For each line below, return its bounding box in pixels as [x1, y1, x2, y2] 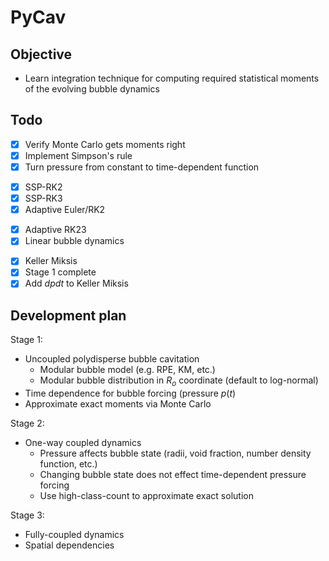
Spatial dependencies [24, 539, 115, 551]
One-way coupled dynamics [24, 437, 142, 449]
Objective [10, 46, 73, 63]
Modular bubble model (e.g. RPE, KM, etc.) [39, 364, 216, 376]
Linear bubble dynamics [24, 235, 125, 247]
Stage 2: [10, 417, 45, 430]
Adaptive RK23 [24, 224, 87, 236]
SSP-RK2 [24, 181, 63, 193]
